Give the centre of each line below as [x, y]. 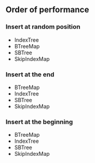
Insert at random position [43, 27]
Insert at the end [30, 74]
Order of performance [47, 10]
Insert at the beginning [39, 122]
